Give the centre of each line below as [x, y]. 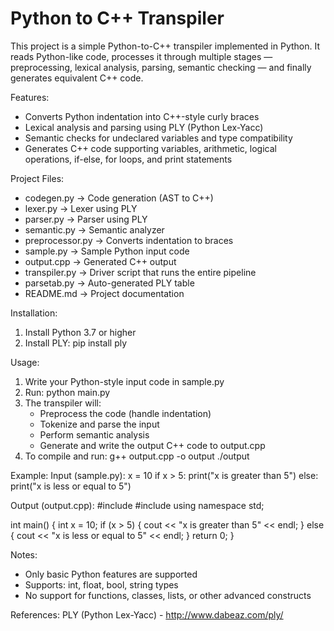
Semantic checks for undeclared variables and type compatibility [158, 138]
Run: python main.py [67, 392]
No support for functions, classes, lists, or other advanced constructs [168, 595]
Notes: [24, 554]
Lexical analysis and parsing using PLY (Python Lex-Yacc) [144, 127]
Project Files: [37, 178]
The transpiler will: [63, 403]
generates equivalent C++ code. [77, 78]
